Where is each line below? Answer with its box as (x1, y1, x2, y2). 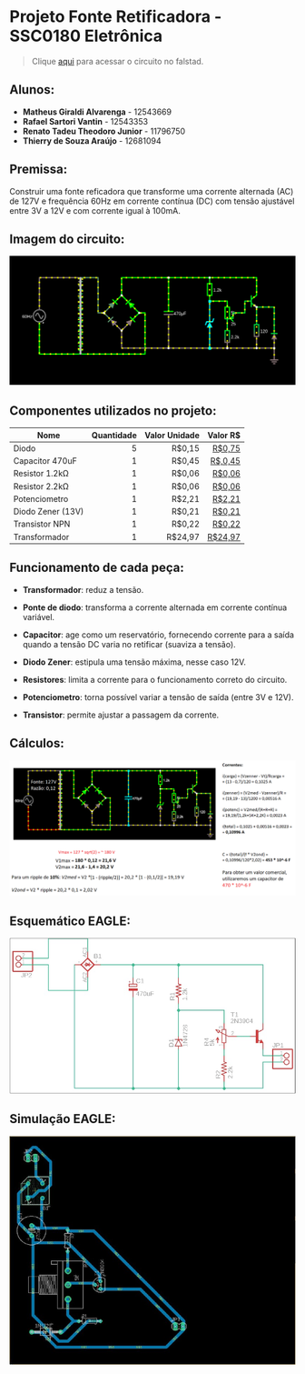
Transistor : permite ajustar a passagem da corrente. (22, 709, 220, 720)
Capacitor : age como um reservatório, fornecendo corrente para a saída (22, 629, 295, 640)
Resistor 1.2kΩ (13, 468, 70, 479)
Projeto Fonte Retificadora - (9, 6, 222, 27)
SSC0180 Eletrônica (9, 25, 163, 46)
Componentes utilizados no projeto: (9, 403, 217, 418)
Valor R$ (207, 429, 241, 440)
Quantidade (91, 429, 138, 440)
